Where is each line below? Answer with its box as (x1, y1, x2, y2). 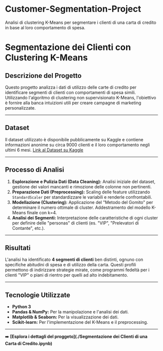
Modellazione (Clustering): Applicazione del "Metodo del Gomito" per (12, 199, 153, 205)
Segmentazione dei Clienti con (5, 42, 131, 53)
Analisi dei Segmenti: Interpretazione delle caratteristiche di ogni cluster (12, 215, 158, 221)
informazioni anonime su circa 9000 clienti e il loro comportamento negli (5, 142, 150, 148)
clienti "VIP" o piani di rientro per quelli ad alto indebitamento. (5, 272, 129, 278)
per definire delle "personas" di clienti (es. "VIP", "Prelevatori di (12, 220, 139, 226)
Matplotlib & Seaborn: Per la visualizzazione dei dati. (12, 314, 119, 320)
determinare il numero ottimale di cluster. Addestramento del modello (12, 204, 151, 210)
